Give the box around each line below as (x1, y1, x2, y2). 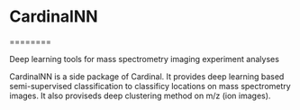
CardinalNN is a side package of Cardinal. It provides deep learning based (9, 70, 285, 82)
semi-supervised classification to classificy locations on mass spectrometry (9, 80, 291, 91)
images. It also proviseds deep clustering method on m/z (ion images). (9, 90, 271, 101)
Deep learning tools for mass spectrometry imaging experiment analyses (9, 53, 279, 64)
